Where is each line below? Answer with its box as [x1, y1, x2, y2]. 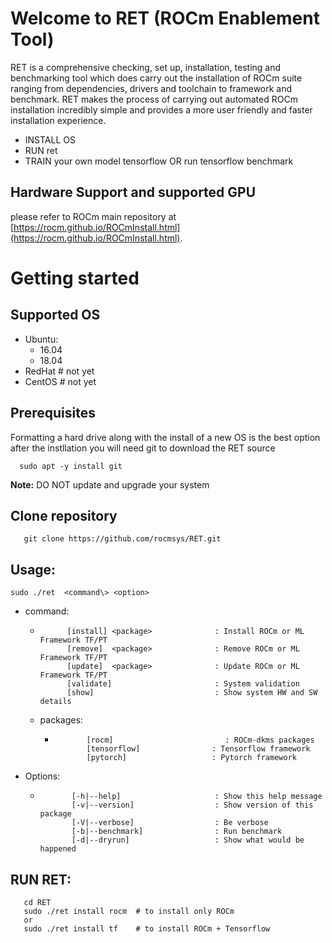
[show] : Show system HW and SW [66, 688, 318, 698]
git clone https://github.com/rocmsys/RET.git [23, 534, 222, 544]
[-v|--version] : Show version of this [71, 800, 314, 811]
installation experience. [10, 114, 107, 126]
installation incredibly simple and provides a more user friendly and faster [10, 103, 313, 116]
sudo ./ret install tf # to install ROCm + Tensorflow [23, 924, 271, 934]
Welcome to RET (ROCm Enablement [10, 7, 320, 30]
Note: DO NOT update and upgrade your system [10, 478, 210, 491]
